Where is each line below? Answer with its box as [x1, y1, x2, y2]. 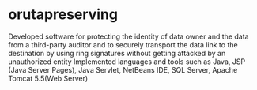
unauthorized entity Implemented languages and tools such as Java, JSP [8, 57, 246, 66]
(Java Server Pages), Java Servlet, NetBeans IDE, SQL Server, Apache [8, 65, 238, 74]
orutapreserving [8, 6, 119, 24]
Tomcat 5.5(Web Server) [8, 73, 89, 83]
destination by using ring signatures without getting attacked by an [8, 48, 226, 58]
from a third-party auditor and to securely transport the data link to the [8, 39, 239, 49]
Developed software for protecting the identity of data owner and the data [8, 32, 249, 41]
